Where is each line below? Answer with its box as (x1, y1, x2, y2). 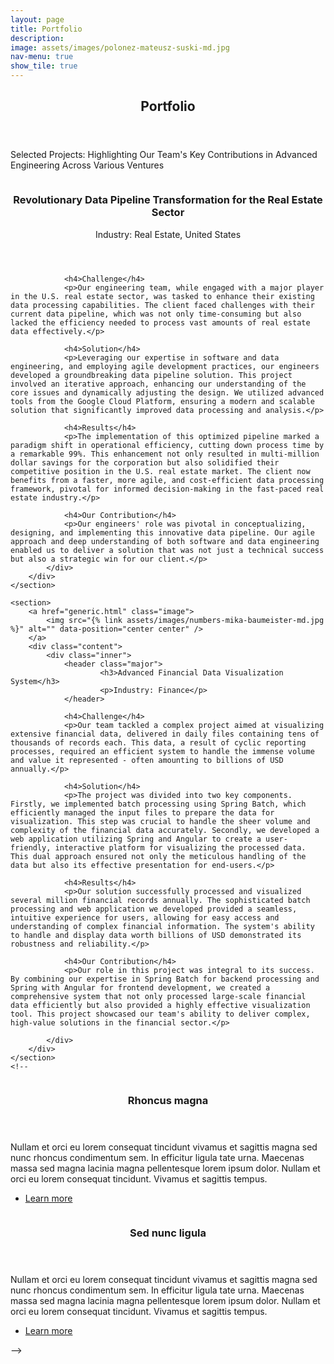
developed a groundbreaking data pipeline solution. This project (10, 370, 293, 380)
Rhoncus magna (127, 1093, 209, 1107)
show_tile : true (10, 61, 78, 71)
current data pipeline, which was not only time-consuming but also (10, 309, 302, 319)
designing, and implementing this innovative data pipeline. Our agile (10, 527, 315, 538)
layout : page (10, 14, 65, 25)
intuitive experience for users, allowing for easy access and (10, 912, 280, 923)
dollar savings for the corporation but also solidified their (10, 457, 280, 468)
